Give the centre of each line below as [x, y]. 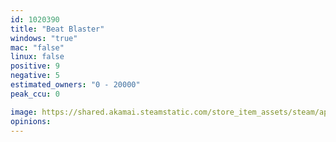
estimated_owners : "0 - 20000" [75, 85]
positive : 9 [35, 66]
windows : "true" [44, 38]
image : [24, 112]
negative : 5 [35, 76]
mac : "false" [37, 47]
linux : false [37, 57]
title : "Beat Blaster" [57, 29]
